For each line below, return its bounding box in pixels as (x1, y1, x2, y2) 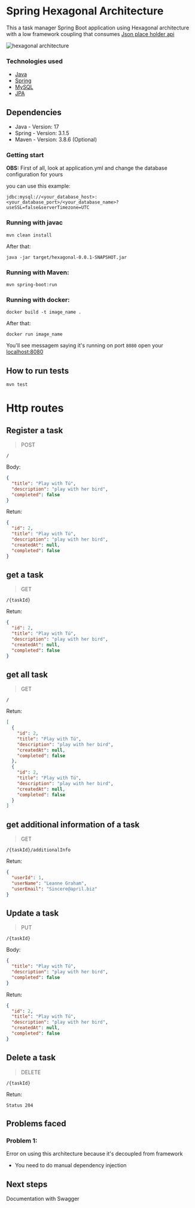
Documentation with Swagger (6, 1195, 80, 1203)
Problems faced (6, 1119, 67, 1129)
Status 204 (6, 1102, 33, 1108)
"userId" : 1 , (11, 874, 44, 880)
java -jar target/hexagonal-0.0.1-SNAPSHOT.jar (6, 254, 127, 260)
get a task (6, 569, 44, 580)
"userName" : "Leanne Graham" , (11, 880, 87, 886)
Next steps (6, 1179, 48, 1189)
